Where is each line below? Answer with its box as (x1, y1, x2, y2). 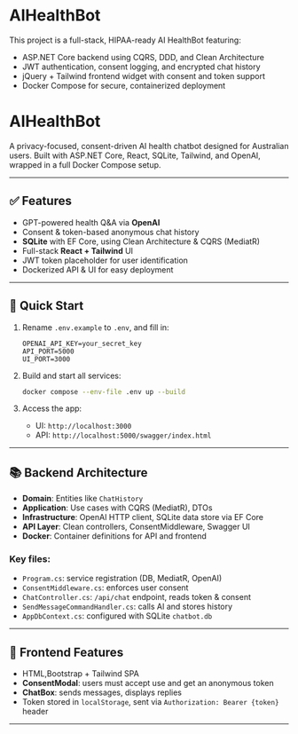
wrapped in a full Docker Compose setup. (9, 159, 161, 170)
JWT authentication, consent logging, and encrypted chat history (21, 61, 261, 72)
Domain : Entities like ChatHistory (21, 493, 144, 504)
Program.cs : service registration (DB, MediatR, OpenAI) (21, 573, 223, 584)
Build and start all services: (21, 370, 122, 381)
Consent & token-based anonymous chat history (21, 226, 200, 237)
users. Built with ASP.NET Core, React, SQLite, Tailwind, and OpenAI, (9, 150, 262, 161)
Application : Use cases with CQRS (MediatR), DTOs (21, 502, 213, 513)
